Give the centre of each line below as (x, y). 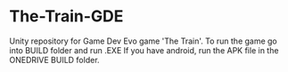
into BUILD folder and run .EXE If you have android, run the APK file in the (144, 50)
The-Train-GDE (66, 16)
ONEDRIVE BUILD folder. (54, 60)
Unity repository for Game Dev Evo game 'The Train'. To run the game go (144, 41)
